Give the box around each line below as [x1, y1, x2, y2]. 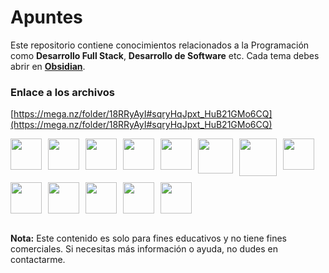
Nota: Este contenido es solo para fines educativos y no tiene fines [10, 232, 287, 245]
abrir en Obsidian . [10, 60, 86, 72]
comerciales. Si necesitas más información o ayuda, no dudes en [10, 243, 278, 255]
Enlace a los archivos [10, 85, 115, 99]
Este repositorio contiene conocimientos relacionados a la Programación [10, 39, 310, 51]
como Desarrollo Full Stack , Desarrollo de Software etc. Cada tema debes [10, 49, 320, 61]
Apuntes [10, 6, 83, 29]
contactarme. [10, 254, 66, 266]
